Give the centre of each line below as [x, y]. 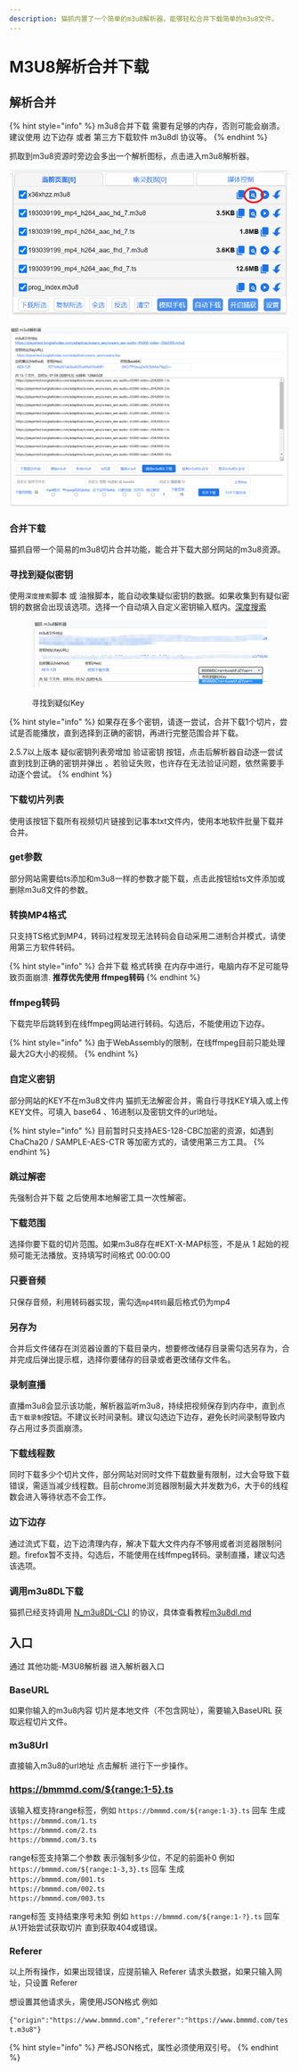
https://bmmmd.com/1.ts [53, 1821]
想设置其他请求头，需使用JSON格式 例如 [84, 2002]
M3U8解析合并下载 [79, 67]
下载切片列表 [37, 800]
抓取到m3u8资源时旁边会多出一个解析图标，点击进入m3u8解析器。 [132, 155]
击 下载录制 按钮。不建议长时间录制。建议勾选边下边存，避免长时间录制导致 [143, 1417]
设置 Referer [55, 1983]
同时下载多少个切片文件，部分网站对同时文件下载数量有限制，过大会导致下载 [149, 1475]
